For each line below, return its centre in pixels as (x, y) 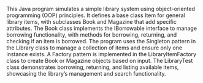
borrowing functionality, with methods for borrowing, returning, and (92, 35)
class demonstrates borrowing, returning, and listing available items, (93, 67)
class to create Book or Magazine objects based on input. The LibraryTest (100, 61)
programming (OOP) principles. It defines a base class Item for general (96, 15)
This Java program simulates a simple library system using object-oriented (101, 9)
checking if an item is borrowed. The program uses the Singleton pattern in (101, 41)
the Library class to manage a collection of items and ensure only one (94, 48)
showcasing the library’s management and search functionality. (86, 74)
